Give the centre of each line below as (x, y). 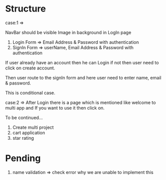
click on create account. (30, 68)
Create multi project (33, 127)
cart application (29, 132)
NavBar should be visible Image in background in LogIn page (68, 32)
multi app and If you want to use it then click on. (55, 108)
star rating (23, 138)
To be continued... (24, 117)
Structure (26, 9)
